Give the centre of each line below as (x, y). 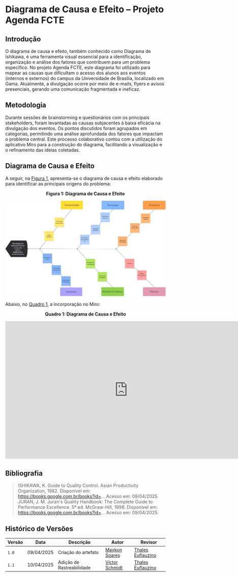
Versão (15, 542)
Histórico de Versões (39, 529)
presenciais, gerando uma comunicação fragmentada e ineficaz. (73, 89)
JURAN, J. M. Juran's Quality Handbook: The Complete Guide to (85, 502)
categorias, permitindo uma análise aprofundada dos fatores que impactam (84, 134)
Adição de (69, 562)
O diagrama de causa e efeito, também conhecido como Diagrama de (78, 51)
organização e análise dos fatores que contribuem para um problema (78, 62)
